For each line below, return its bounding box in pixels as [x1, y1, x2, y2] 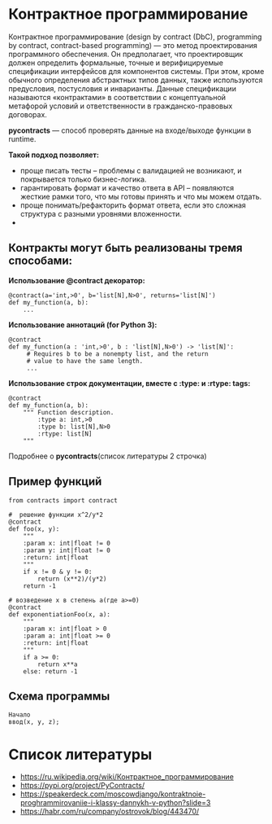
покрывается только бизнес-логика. [19, 174, 147, 184]
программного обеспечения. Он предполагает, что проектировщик [8, 49, 244, 59]
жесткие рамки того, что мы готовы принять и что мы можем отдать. [19, 191, 262, 201]
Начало [8, 711, 31, 719]
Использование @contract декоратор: [8, 275, 145, 285]
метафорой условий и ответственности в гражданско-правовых [8, 101, 233, 111]
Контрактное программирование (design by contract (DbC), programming [8, 32, 262, 42]
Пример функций [8, 475, 102, 489]
